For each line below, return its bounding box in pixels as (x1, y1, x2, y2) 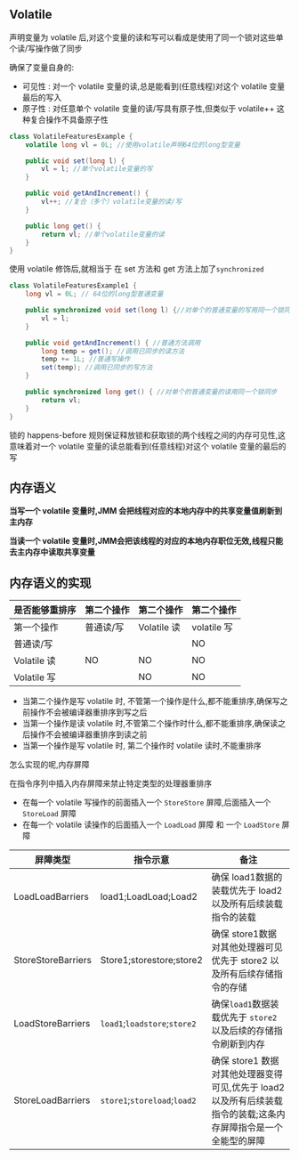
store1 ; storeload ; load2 (100, 1094, 197, 1106)
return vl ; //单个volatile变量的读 (41, 230, 165, 239)
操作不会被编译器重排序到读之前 (29, 729, 148, 740)
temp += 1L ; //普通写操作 (41, 355, 131, 364)
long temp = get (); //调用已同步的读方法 (41, 346, 185, 355)
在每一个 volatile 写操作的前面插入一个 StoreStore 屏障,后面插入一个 (21, 797, 271, 808)
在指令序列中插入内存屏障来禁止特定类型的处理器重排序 (9, 778, 212, 789)
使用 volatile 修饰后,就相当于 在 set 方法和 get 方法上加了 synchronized (9, 263, 264, 274)
